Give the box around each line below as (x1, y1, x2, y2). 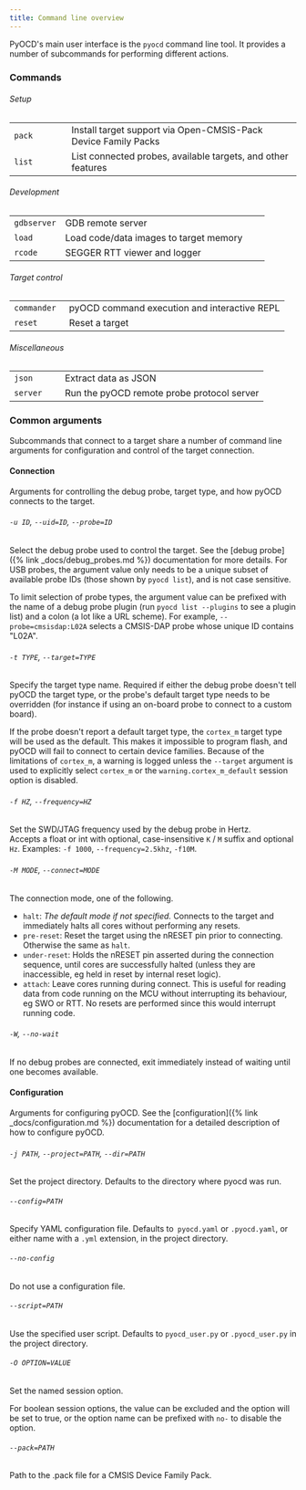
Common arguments (9, 414, 103, 427)
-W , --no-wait (9, 1028, 59, 1039)
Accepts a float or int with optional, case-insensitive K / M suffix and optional (9, 834, 294, 845)
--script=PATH (9, 1302, 64, 1311)
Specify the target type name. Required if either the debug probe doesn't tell (9, 679, 297, 690)
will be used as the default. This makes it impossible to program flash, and (9, 736, 288, 747)
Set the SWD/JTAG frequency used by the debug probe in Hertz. (9, 824, 251, 835)
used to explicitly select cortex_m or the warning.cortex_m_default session (9, 765, 289, 776)
